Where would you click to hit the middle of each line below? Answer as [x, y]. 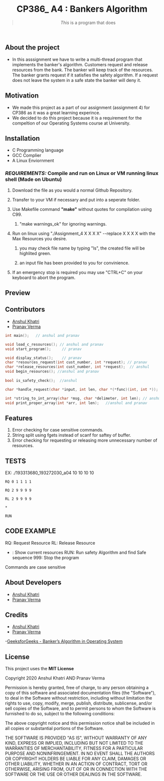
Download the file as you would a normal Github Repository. [72, 190]
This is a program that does [88, 23]
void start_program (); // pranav [43, 349]
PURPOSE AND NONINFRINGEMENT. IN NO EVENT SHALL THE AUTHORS [80, 754]
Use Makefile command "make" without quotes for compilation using [82, 209]
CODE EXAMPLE [31, 531]
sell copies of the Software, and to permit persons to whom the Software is [81, 708]
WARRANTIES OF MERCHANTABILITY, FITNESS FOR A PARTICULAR [74, 748]
